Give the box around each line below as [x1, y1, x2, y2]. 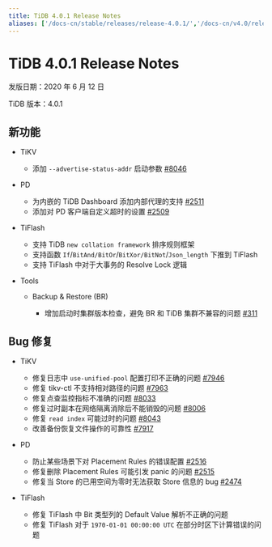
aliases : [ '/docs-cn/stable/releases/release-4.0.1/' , [8, 19, 198, 28]
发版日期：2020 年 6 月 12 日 [8, 82, 105, 91]
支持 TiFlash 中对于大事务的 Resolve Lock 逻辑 [32, 260, 188, 269]
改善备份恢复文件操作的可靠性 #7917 [32, 424, 154, 434]
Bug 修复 [8, 334, 53, 348]
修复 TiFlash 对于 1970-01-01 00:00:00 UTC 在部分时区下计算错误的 [32, 519, 255, 530]
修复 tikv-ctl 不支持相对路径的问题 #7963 [32, 384, 168, 393]
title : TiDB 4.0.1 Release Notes [8, 11, 121, 20]
